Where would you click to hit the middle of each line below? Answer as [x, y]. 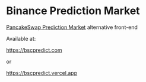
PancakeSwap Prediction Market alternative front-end [72, 27]
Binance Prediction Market [73, 11]
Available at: [21, 38]
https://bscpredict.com [34, 50]
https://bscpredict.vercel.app [42, 73]
